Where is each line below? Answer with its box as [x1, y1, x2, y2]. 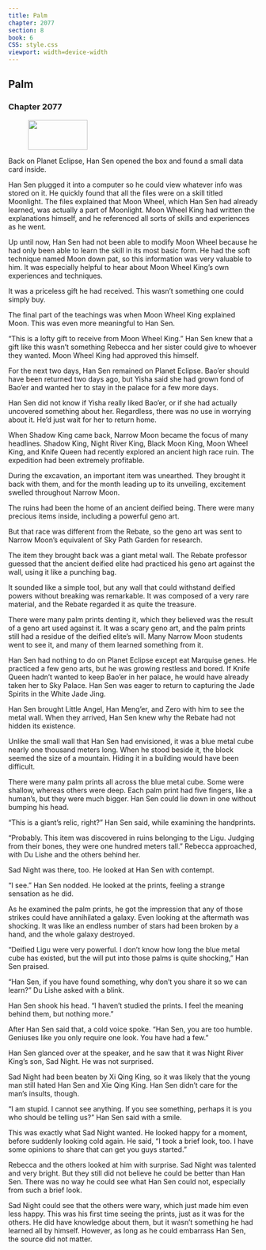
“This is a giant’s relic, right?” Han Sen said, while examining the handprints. [8, 817, 256, 827]
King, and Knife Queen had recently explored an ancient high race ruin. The [8, 446, 255, 456]
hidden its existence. [8, 721, 76, 731]
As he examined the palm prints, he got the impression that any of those [8, 904, 244, 914]
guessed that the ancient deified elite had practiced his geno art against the [8, 559, 256, 568]
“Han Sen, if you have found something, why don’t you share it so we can [8, 977, 248, 986]
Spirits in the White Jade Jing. [8, 689, 106, 698]
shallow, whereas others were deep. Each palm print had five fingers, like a [8, 785, 253, 795]
